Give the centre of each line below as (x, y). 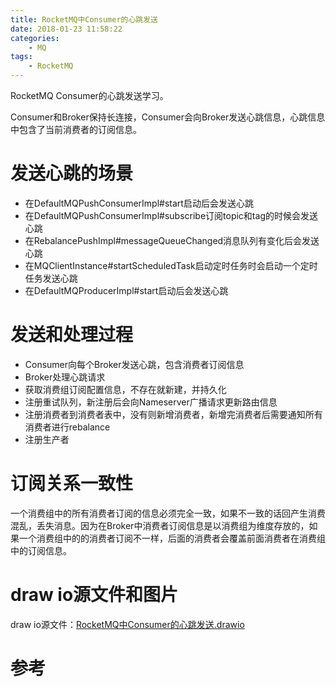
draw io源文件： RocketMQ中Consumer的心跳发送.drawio (127, 624)
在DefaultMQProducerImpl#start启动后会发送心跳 (126, 290)
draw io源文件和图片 (94, 595)
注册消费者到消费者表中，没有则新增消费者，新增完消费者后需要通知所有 (173, 414)
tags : (21, 57)
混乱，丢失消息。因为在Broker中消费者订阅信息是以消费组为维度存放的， (160, 525)
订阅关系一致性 (72, 483)
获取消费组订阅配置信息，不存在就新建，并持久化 (125, 389)
